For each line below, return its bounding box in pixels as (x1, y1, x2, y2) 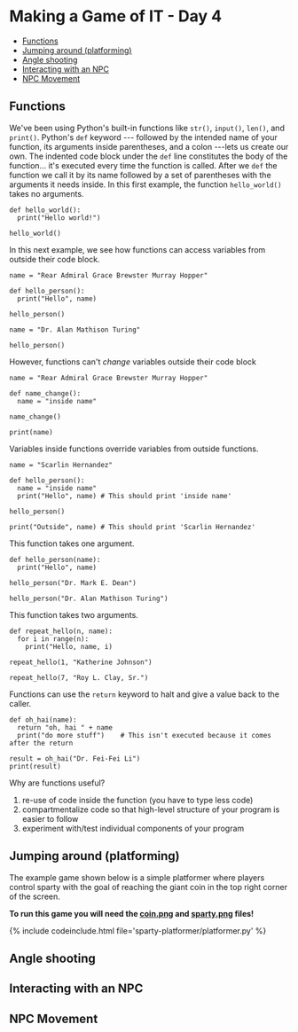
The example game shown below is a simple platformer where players (9, 872, 265, 883)
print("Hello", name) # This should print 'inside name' (17, 491, 232, 500)
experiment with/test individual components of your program (21, 823, 245, 833)
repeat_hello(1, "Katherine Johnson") (9, 658, 153, 667)
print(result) (9, 762, 62, 770)
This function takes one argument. (9, 538, 135, 549)
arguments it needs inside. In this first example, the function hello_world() (9, 179, 282, 190)
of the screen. (9, 891, 60, 902)
